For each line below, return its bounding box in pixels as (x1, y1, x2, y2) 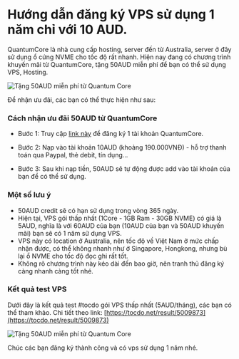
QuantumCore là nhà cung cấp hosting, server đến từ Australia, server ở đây (7, 45, 232, 53)
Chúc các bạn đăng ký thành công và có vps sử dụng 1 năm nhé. (7, 343, 198, 352)
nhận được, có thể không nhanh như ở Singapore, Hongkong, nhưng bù (17, 244, 228, 252)
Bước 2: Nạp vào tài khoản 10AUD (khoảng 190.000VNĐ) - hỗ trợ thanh (17, 143, 227, 152)
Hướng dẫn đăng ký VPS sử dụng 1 (7, 6, 215, 23)
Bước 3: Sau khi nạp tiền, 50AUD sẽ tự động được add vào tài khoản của (17, 165, 230, 173)
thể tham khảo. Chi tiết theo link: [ (7, 308, 107, 316)
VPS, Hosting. (7, 68, 49, 76)
